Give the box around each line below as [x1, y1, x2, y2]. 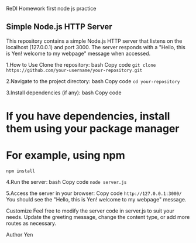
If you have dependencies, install [6, 109, 170, 122]
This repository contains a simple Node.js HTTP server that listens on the [6, 37, 183, 45]
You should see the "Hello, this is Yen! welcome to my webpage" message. [6, 196, 187, 203]
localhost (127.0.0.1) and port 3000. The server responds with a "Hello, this [6, 43, 185, 50]
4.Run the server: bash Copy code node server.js [6, 178, 127, 185]
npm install [6, 168, 35, 174]
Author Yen [6, 231, 33, 238]
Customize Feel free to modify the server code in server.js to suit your [6, 207, 174, 214]
